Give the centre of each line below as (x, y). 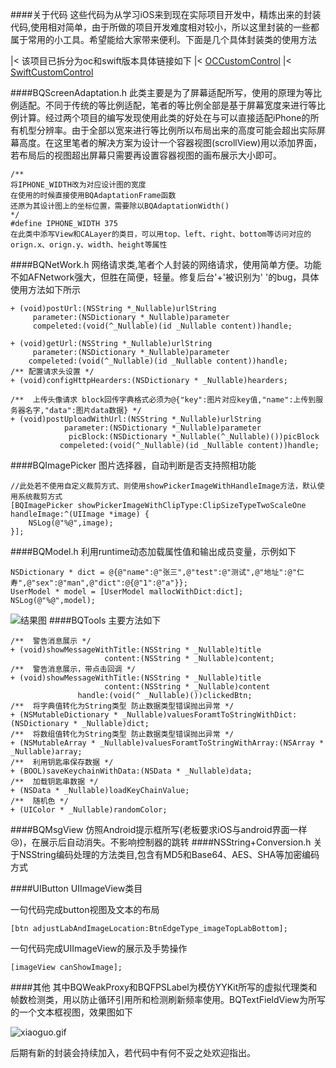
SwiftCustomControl (52, 72)
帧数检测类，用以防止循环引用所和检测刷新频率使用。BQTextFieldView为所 (163, 999)
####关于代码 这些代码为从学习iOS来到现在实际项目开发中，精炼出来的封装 (166, 14)
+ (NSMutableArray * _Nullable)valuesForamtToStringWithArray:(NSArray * (167, 743)
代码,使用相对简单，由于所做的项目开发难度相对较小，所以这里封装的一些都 (165, 27)
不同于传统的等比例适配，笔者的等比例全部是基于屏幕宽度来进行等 (180, 105)
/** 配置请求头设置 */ (52, 372)
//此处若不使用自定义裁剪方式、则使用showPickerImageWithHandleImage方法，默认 (164, 486)
